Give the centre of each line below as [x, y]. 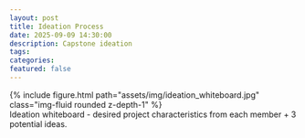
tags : [20, 52]
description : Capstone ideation [71, 43]
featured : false [40, 69]
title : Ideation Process [57, 27]
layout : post [34, 18]
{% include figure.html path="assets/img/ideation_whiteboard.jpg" [135, 95]
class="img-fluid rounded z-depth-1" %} [86, 104]
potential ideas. [38, 123]
